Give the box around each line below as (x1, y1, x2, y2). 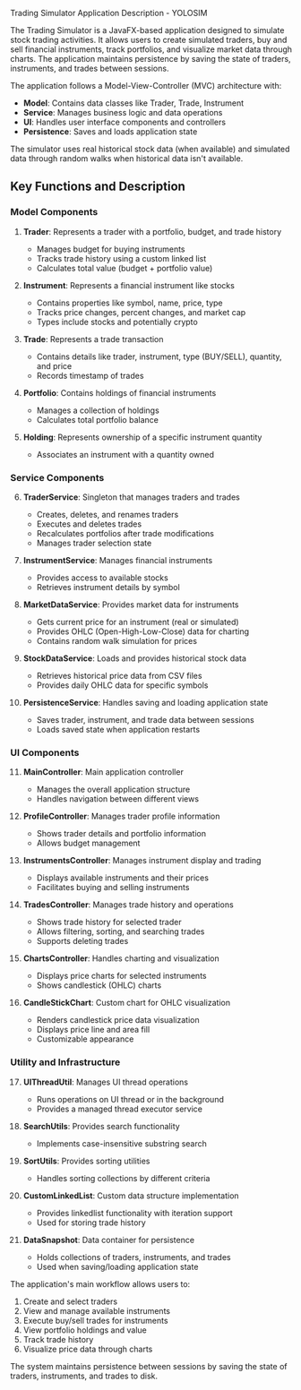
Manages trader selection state (36, 537, 152, 548)
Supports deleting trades (36, 936, 129, 947)
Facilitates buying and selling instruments (36, 882, 190, 893)
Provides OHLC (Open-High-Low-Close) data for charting (36, 626, 250, 637)
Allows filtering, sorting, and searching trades (36, 926, 205, 937)
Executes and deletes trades (36, 519, 142, 529)
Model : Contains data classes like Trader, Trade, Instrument (22, 98, 245, 108)
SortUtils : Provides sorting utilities (22, 1155, 150, 1166)
